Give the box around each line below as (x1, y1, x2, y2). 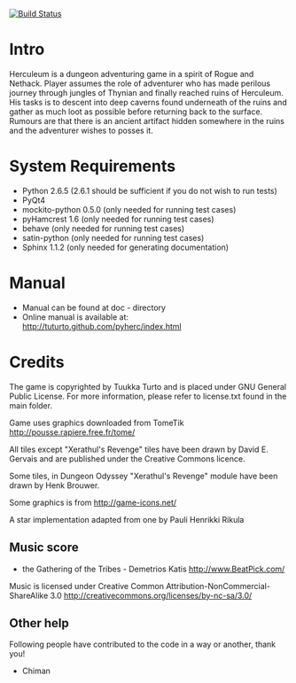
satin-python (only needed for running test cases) (21, 232, 205, 243)
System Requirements (9, 156, 175, 176)
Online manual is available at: (21, 311, 129, 322)
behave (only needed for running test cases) (21, 222, 185, 234)
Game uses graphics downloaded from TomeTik (9, 417, 184, 428)
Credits (9, 353, 65, 372)
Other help (9, 616, 69, 631)
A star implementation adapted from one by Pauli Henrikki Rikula (9, 514, 245, 524)
